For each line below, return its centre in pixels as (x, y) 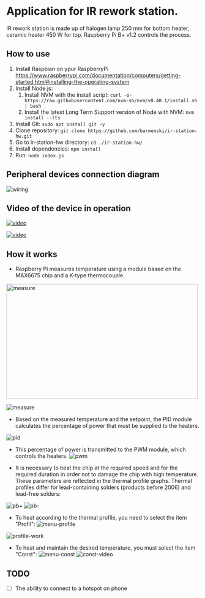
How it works (32, 254)
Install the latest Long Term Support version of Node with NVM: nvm (109, 112)
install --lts (42, 118)
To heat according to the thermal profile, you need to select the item (101, 518)
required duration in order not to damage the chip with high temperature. (107, 474)
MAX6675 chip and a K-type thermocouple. (70, 275)
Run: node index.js (39, 155)
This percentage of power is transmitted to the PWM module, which (100, 450)
